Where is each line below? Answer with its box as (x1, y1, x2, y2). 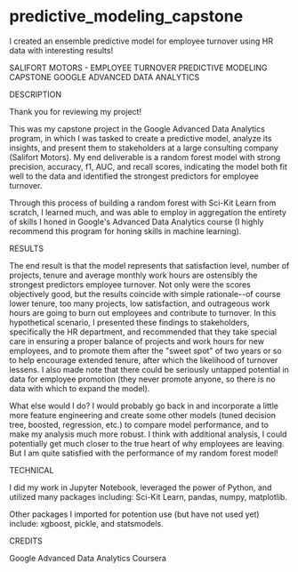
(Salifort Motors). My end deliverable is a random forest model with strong (9, 151, 281, 162)
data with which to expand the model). (9, 383, 150, 393)
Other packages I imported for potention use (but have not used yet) (9, 509, 260, 520)
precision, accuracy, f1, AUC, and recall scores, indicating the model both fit (9, 161, 287, 172)
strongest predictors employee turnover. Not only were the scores (9, 278, 251, 290)
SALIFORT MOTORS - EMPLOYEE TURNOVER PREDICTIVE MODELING (9, 62, 268, 73)
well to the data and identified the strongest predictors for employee (9, 171, 260, 181)
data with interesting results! (9, 44, 114, 55)
